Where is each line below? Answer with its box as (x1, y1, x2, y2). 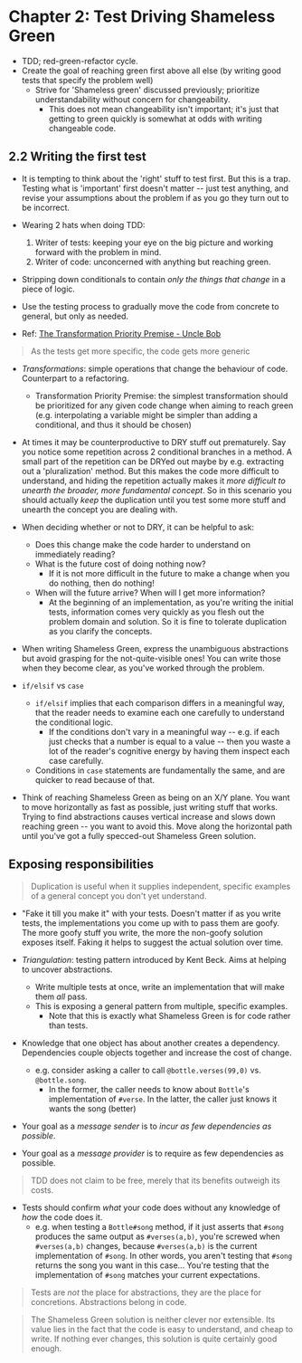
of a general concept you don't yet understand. (30, 890, 207, 901)
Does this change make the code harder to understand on (34, 539, 250, 549)
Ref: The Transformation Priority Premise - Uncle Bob (21, 328, 222, 338)
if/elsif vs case (21, 680, 84, 691)
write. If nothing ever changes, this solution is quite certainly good (30, 1333, 278, 1344)
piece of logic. (21, 283, 76, 294)
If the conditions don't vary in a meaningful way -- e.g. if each (48, 726, 280, 737)
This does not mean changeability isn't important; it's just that (48, 103, 279, 114)
